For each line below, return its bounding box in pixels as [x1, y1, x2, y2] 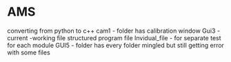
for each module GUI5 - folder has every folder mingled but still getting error [7, 41, 224, 49]
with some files [7, 48, 50, 57]
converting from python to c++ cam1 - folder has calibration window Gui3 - [7, 27, 221, 35]
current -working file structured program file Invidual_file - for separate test [7, 33, 222, 42]
